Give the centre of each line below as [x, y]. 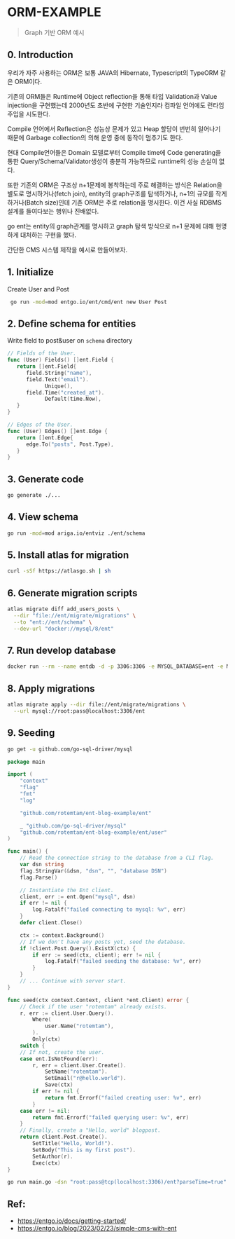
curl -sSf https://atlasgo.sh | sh [59, 571]
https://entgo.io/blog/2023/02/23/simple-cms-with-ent [97, 1228]
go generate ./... [34, 495]
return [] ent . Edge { [45, 438]
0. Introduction [40, 55]
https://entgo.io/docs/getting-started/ [72, 1221]
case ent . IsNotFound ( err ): [59, 1059]
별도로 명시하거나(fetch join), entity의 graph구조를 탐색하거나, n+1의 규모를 [111, 193]
